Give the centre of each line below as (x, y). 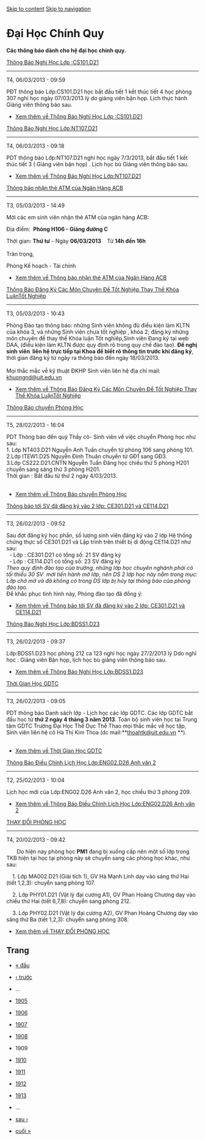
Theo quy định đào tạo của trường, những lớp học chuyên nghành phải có (100, 568)
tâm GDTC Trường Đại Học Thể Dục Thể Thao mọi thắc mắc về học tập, (96, 726)
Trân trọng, (20, 254)
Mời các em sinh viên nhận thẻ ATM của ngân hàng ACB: (78, 217)
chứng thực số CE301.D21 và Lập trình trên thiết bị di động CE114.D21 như (99, 542)
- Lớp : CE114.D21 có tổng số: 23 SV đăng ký (65, 561)
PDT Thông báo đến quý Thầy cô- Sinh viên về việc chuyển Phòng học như (101, 437)
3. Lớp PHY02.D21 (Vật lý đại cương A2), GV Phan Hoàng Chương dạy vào (105, 913)
